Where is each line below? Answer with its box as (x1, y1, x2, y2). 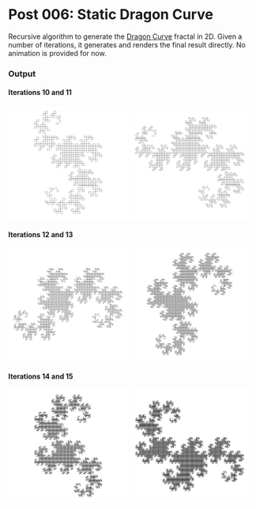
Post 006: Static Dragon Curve (8, 6, 213, 24)
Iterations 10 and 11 (8, 88, 73, 97)
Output (8, 68, 36, 79)
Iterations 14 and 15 (8, 371, 73, 381)
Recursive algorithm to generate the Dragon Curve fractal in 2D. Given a (8, 32, 243, 41)
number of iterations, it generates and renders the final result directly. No (8, 40, 247, 49)
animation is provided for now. (8, 48, 107, 58)
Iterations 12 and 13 (8, 229, 73, 239)
